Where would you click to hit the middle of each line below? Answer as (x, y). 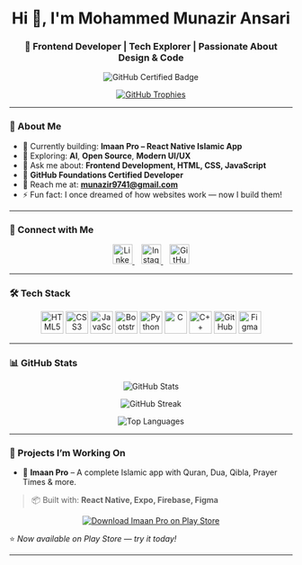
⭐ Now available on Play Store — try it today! (93, 538)
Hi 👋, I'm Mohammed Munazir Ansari (151, 18)
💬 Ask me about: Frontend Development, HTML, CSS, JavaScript (144, 165)
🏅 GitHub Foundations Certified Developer (103, 175)
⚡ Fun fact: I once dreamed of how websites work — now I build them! (152, 194)
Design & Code (151, 58)
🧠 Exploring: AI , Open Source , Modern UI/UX (107, 156)
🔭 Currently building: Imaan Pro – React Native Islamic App (132, 146)
